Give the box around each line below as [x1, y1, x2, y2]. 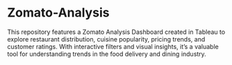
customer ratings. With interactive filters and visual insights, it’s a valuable [7, 42, 219, 50]
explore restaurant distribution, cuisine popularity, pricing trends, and [7, 35, 206, 43]
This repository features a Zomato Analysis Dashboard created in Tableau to [7, 28, 226, 36]
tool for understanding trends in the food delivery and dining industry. [7, 50, 206, 58]
